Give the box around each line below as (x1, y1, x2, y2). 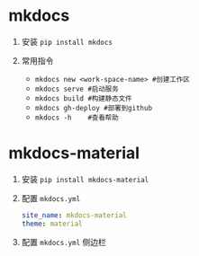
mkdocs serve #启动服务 (34, 84, 119, 93)
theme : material (21, 219, 83, 228)
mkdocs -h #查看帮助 (34, 113, 119, 122)
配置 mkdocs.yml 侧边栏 (21, 236, 107, 247)
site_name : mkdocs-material (21, 210, 127, 220)
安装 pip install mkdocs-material (21, 173, 149, 184)
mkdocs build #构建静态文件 (34, 93, 132, 103)
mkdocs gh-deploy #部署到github (34, 103, 153, 112)
